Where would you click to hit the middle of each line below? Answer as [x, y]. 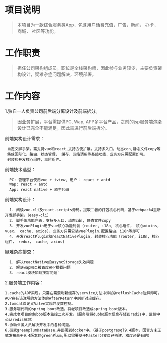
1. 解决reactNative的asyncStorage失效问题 [52, 262]
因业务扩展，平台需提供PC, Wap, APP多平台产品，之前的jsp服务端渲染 [90, 122]
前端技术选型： [20, 169]
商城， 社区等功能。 [38, 31]
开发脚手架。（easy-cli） [28, 215]
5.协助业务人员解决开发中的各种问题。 [39, 325]
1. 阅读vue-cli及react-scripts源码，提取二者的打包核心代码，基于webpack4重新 [85, 210]
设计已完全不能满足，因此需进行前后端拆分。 [63, 128]
